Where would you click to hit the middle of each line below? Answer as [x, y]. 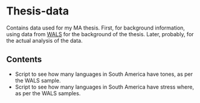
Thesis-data [38, 11]
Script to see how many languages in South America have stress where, [105, 87]
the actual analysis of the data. [44, 40]
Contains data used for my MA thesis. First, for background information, [96, 28]
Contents [24, 59]
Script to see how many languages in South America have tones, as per [104, 74]
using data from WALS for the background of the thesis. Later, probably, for [100, 34]
